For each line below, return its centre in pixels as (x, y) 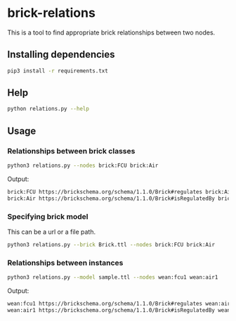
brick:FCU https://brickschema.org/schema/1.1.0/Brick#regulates (105, 191)
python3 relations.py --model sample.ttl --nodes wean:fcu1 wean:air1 (113, 277)
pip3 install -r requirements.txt (58, 71)
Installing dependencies (61, 55)
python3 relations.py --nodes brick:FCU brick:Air (83, 165)
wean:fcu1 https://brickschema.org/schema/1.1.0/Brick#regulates (105, 303)
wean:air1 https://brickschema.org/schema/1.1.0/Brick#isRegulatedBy (111, 310)
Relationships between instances (65, 263)
